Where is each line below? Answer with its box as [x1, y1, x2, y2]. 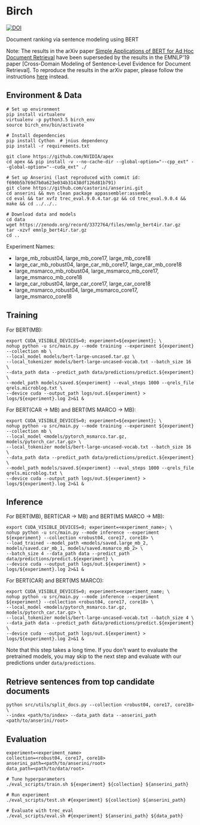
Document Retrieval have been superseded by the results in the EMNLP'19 [6, 53, 190, 61]
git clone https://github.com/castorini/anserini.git [6, 185, 144, 191]
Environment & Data [6, 90, 82, 100]
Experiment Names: [6, 243, 55, 250]
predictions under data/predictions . [6, 659, 96, 666]
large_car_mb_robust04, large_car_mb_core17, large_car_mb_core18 [14, 261, 182, 268]
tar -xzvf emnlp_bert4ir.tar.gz [6, 227, 87, 233]
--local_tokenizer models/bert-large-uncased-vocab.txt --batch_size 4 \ [6, 615, 195, 621]
